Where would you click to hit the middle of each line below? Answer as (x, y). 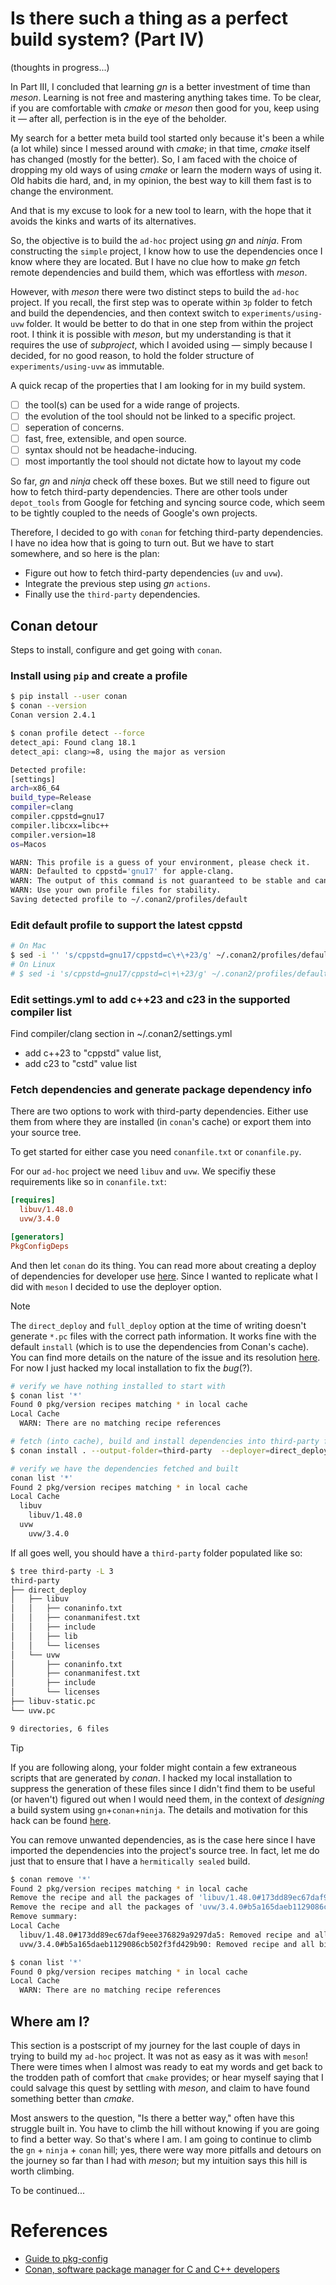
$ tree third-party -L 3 (62, 1571)
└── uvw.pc (33, 1710)
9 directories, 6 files (60, 1728)
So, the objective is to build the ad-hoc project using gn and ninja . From (156, 240)
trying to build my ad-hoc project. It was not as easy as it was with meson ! (159, 2056)
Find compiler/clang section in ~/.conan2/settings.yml (121, 1034)
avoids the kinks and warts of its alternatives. (103, 221)
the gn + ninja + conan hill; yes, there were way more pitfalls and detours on (166, 2150)
